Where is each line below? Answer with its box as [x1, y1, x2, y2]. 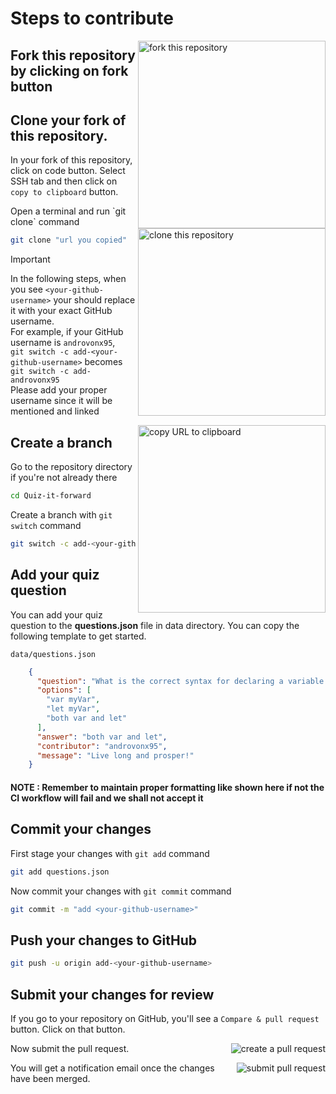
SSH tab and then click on [10, 175, 118, 187]
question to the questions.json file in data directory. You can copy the [10, 619, 300, 631]
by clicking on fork [10, 62, 129, 79]
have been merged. [10, 1072, 91, 1084]
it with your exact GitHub [10, 305, 113, 317]
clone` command [10, 216, 80, 228]
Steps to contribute [10, 7, 174, 30]
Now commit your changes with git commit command [10, 885, 232, 897]
